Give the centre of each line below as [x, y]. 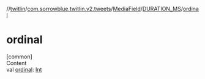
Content [17, 63]
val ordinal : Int [24, 69]
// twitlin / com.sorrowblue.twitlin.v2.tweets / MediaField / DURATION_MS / [95, 9]
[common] [19, 57]
